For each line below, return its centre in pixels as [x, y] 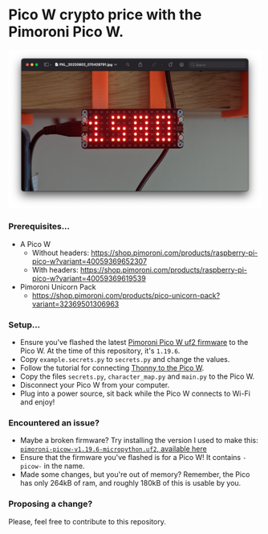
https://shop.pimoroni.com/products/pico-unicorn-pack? [126, 295]
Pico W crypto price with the [105, 15]
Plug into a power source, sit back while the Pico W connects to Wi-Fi [135, 394]
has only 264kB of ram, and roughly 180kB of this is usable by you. [130, 483]
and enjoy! [37, 402]
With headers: [55, 269]
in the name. [64, 466]
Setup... [24, 325]
